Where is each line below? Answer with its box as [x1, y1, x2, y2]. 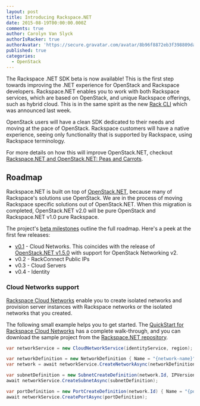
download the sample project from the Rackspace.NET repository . [6, 333, 168, 340]
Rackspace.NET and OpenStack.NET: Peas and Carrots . [6, 155, 143, 162]
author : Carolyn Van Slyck [6, 31, 73, 37]
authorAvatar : [6, 42, 42, 48]
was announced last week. [6, 107, 72, 114]
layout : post [6, 8, 39, 15]
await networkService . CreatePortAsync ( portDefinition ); [6, 394, 148, 400]
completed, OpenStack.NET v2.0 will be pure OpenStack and [6, 207, 156, 215]
